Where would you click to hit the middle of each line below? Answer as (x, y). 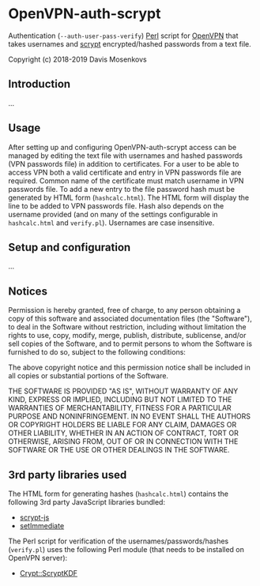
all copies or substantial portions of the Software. (88, 376)
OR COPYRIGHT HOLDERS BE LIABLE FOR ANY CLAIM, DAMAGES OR (122, 425)
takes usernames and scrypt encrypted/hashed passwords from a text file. (130, 43)
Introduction (40, 84)
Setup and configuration (70, 247)
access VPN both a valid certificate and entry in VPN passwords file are (125, 172)
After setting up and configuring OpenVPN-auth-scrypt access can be (122, 147)
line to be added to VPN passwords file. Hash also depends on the (116, 205)
